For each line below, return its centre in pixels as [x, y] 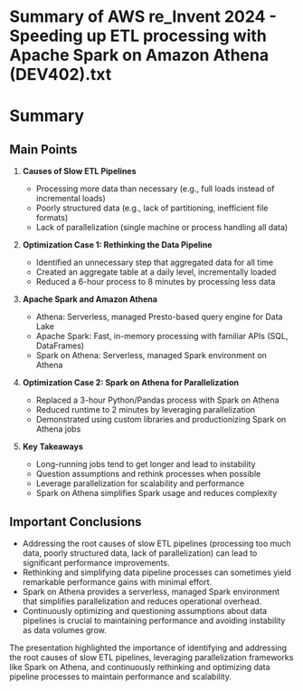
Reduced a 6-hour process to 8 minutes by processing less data [156, 282]
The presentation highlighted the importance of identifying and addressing [148, 647]
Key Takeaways [53, 447]
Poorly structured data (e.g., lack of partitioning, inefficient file [152, 208]
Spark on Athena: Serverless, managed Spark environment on [151, 355]
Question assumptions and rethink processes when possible [148, 474]
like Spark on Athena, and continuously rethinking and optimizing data [140, 667]
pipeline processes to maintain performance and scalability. [121, 676]
